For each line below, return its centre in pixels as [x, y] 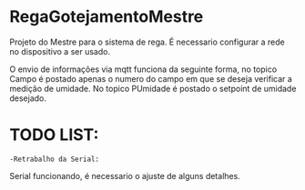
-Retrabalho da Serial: [55, 159]
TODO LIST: [54, 135]
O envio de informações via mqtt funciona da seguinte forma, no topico [143, 69]
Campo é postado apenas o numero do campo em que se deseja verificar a [151, 78]
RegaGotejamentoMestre [107, 17]
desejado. [28, 98]
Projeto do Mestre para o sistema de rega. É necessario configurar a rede [147, 42]
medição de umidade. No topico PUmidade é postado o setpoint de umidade [153, 88]
